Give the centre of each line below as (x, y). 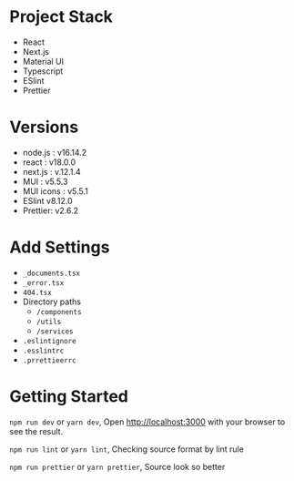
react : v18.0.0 (49, 162)
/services (55, 331)
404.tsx (37, 292)
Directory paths (52, 302)
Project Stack (61, 17)
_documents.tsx (51, 273)
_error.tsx (43, 283)
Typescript (43, 71)
